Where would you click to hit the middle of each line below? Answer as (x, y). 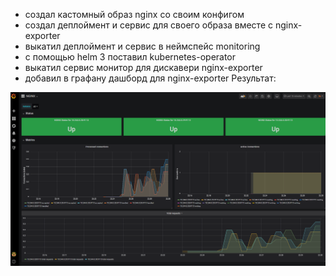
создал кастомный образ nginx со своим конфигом (134, 14)
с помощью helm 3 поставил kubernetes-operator (130, 57)
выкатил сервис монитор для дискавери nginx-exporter (143, 67)
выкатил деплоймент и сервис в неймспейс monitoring (142, 46)
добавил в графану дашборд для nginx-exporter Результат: (150, 78)
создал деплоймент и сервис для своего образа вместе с (148, 25)
